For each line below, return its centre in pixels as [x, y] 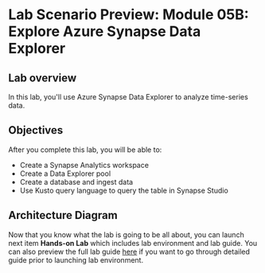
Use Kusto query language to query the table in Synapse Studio [124, 190]
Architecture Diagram [63, 215]
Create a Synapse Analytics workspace [84, 165]
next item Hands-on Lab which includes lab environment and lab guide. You [133, 243]
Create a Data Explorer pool [65, 174]
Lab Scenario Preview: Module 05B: [129, 15]
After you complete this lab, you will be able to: [85, 150]
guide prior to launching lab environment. [76, 259]
